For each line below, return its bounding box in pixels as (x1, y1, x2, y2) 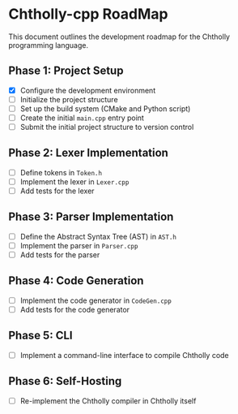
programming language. (8, 40, 89, 50)
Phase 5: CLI (8, 329, 73, 343)
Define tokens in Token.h (19, 167, 103, 177)
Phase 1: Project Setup (8, 64, 124, 78)
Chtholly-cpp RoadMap (8, 5, 168, 24)
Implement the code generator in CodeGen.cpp (19, 295, 172, 305)
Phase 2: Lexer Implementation (8, 146, 168, 160)
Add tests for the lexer (19, 186, 95, 196)
